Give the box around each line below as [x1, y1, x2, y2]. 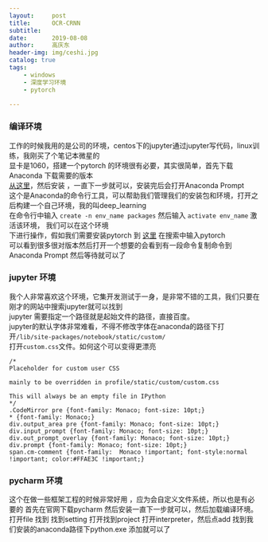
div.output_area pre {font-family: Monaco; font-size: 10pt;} [9, 420, 219, 428]
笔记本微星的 [57, 151, 100, 160]
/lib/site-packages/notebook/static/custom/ [16, 332, 166, 341]
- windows [23, 71, 56, 79]
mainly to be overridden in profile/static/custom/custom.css [9, 378, 219, 387]
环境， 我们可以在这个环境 [22, 220, 109, 230]
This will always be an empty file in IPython [9, 392, 166, 400]
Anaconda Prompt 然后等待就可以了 [9, 250, 126, 260]
